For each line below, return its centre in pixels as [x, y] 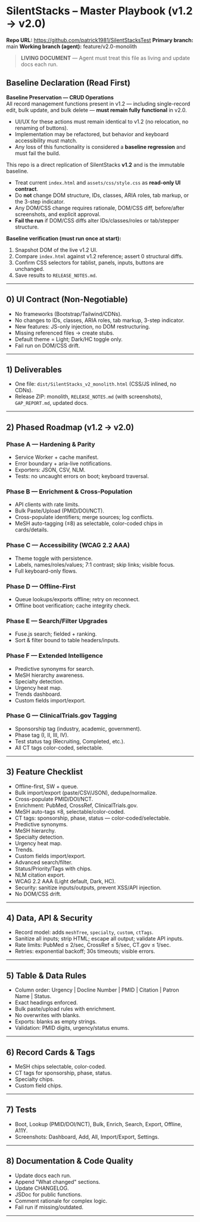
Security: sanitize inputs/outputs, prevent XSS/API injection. [88, 887]
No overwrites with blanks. [47, 1015]
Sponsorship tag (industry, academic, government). [78, 729]
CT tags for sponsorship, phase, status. [63, 1073]
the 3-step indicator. [40, 201]
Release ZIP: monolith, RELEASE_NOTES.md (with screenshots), [88, 396]
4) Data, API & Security [49, 918]
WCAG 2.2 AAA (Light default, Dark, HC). [65, 881]
